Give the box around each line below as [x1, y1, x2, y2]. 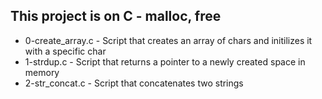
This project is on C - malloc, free [10, 8, 222, 25]
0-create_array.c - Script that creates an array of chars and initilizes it [24, 34, 313, 46]
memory [24, 66, 60, 78]
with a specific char [24, 45, 107, 57]
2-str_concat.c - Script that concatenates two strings [24, 77, 244, 89]
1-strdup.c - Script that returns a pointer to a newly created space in [24, 55, 306, 68]
